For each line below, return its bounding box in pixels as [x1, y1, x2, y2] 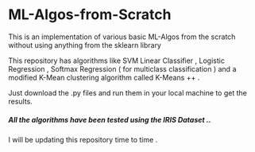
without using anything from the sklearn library [8, 40, 161, 49]
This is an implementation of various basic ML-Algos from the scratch [8, 32, 236, 41]
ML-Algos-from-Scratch [8, 6, 172, 24]
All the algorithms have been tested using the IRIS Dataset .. [8, 115, 212, 124]
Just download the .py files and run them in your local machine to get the [8, 88, 248, 97]
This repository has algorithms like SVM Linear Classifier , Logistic [8, 56, 225, 65]
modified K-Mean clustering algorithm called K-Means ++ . [8, 72, 200, 82]
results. [8, 96, 33, 106]
